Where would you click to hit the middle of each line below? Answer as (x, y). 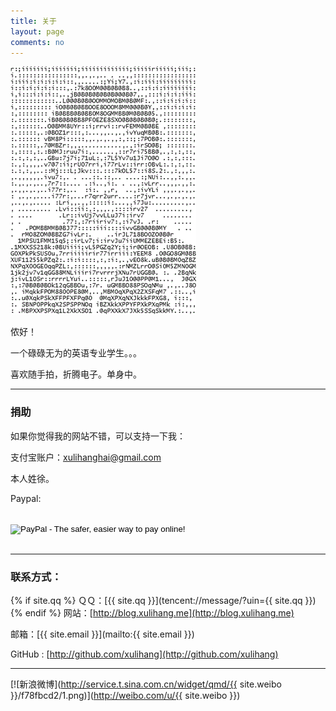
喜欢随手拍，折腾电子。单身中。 (76, 374)
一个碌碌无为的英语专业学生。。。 (76, 353)
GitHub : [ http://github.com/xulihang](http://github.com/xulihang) (144, 654)
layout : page (37, 31)
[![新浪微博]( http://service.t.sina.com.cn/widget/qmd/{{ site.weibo (146, 684)
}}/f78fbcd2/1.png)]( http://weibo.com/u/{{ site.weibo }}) (125, 695)
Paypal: (26, 498)
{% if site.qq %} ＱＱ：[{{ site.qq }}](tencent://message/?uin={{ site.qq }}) (163, 600)
